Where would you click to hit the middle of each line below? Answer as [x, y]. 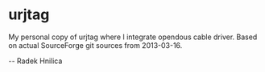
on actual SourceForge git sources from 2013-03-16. [95, 45]
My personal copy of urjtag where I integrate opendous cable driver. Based [133, 37]
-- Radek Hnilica [35, 61]
